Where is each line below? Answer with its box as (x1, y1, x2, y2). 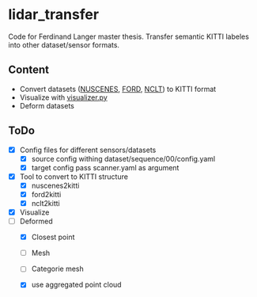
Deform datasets (19, 101, 75, 110)
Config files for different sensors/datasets (19, 145, 157, 154)
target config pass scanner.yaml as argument (31, 162, 180, 172)
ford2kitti (31, 189, 62, 199)
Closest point (31, 232, 75, 242)
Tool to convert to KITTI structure (19, 172, 129, 181)
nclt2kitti (31, 198, 61, 208)
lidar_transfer (8, 6, 100, 24)
